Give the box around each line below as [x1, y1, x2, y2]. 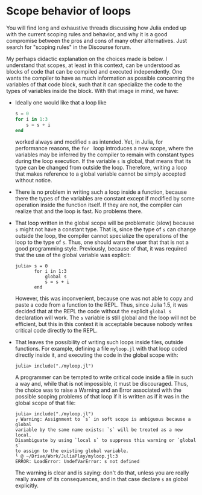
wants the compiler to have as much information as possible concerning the [6, 74, 195, 81]
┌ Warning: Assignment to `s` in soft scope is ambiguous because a [14, 417, 191, 423]
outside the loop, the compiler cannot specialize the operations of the [14, 232, 188, 240]
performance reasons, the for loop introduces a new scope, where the [14, 145, 194, 152]
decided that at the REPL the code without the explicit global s [14, 308, 172, 315]
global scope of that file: [14, 400, 76, 407]
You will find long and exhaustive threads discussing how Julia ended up [6, 24, 187, 31]
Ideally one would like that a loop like [14, 98, 107, 106]
